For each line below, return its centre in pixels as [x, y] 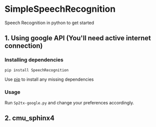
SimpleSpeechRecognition [60, 9]
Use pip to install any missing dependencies [49, 79]
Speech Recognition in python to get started [49, 23]
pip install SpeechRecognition [37, 70]
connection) [24, 46]
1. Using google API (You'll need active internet [78, 38]
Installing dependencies [34, 60]
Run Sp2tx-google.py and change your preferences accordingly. [69, 102]
